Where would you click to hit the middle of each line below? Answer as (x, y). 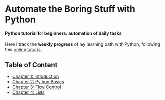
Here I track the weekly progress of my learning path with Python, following (83, 44)
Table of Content (31, 65)
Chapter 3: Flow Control (37, 87)
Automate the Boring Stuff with (70, 9)
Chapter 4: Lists (29, 92)
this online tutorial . (24, 50)
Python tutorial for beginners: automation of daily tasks (63, 33)
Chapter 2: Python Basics (38, 82)
